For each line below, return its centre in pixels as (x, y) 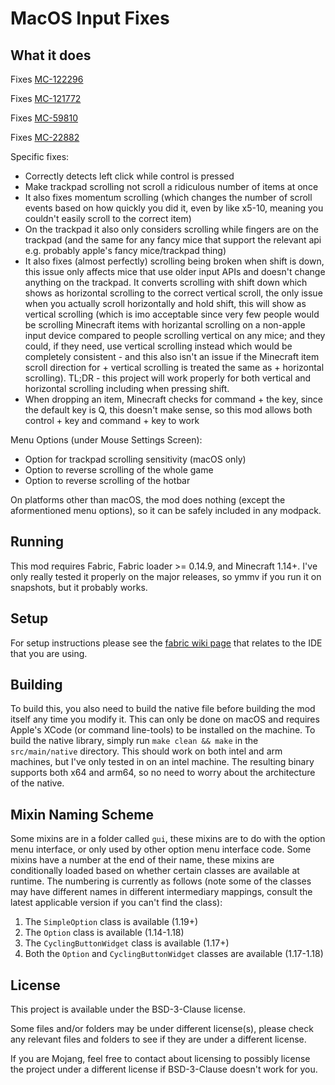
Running (37, 542)
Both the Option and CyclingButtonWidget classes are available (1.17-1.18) (174, 954)
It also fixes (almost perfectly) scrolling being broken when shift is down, (174, 261)
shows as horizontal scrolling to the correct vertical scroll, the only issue (173, 293)
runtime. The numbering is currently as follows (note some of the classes (161, 881)
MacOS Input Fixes (90, 18)
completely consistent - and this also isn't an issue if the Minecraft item (172, 356)
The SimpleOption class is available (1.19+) (111, 922)
